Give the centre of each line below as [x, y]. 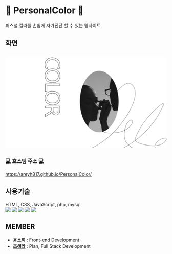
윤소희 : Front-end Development [46, 240]
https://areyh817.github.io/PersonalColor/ [49, 174]
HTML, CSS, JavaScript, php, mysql [43, 204]
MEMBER [20, 226]
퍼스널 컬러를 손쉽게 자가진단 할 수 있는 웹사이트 [53, 25]
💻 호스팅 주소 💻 [25, 161]
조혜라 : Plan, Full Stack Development [52, 246]
